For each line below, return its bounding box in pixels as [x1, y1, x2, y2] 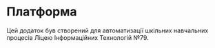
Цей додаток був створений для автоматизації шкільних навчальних [6, 26, 209, 34]
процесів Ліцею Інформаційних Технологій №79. [6, 33, 149, 41]
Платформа [6, 4, 77, 20]
